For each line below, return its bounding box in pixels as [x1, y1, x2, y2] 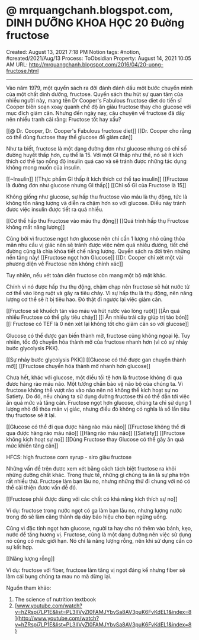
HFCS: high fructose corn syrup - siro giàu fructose [6, 453, 132, 460]
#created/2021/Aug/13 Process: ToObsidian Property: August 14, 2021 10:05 [6, 55, 191, 62]
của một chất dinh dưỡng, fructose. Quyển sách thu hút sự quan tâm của [6, 90, 184, 98]
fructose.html [6, 67, 39, 74]
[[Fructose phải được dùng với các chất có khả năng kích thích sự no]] [6, 495, 178, 503]
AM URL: [6, 60, 28, 68]
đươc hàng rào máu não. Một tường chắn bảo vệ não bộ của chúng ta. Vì [6, 380, 184, 387]
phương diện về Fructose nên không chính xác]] [6, 260, 123, 267]
